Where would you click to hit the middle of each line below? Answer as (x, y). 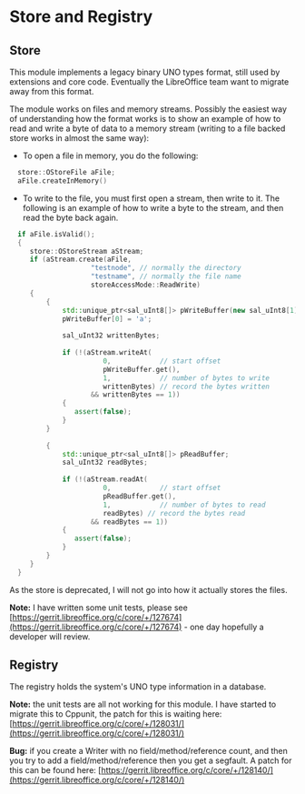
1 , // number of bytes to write (187, 378)
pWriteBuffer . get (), (142, 369)
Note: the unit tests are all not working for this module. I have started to (143, 704)
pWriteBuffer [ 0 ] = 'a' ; (107, 319)
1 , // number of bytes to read (184, 505)
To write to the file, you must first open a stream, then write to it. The (151, 198)
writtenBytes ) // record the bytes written (187, 387)
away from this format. (52, 91)
